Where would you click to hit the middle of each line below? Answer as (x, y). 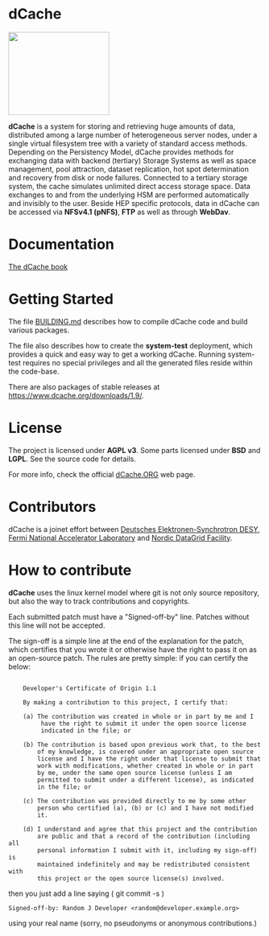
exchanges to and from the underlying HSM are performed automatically (129, 195)
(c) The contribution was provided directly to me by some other (135, 801)
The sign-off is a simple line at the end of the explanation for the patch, (126, 641)
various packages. (39, 330)
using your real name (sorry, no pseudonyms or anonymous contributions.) (133, 923)
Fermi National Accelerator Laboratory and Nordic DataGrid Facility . (120, 538)
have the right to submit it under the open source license (144, 724)
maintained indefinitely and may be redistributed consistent (144, 864)
